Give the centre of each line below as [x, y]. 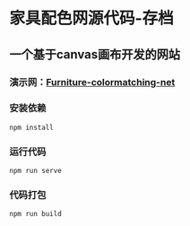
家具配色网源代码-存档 [92, 18]
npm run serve [36, 171]
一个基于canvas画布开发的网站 [95, 54]
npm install [31, 127]
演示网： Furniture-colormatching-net [92, 82]
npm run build [36, 214]
